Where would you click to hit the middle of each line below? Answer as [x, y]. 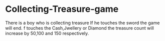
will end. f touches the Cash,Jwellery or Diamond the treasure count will [79, 28]
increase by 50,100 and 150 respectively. [47, 33]
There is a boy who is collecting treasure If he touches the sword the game [82, 23]
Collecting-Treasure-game [62, 9]
